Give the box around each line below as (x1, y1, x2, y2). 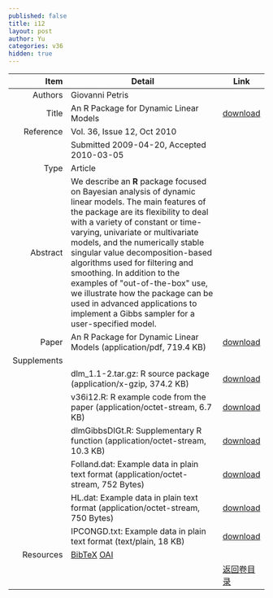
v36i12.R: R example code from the (70, 391, 206, 403)
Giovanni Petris (70, 89, 129, 100)
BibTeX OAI (70, 549, 114, 560)
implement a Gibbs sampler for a (70, 308, 195, 319)
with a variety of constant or (70, 216, 179, 228)
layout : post (8, 27, 53, 35)
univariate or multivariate (103, 227, 199, 238)
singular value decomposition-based (70, 247, 213, 258)
